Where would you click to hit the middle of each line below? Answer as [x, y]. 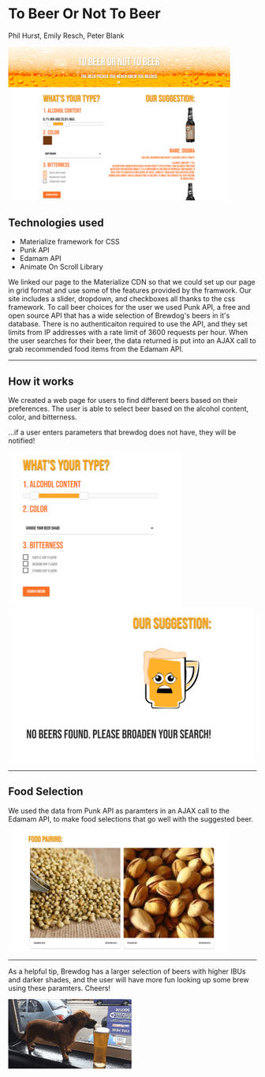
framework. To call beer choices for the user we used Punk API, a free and [129, 307]
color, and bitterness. [43, 417]
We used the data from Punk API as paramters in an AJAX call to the [119, 811]
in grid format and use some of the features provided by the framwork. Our [130, 291]
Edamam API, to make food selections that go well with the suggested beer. [131, 819]
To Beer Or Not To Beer [84, 14]
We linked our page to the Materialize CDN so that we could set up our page [132, 282]
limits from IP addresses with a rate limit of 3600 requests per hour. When [128, 333]
